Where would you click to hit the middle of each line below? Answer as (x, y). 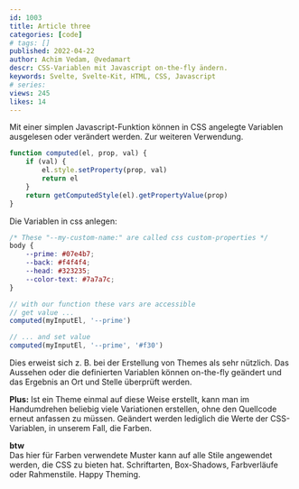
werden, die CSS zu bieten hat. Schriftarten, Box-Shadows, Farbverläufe (144, 465)
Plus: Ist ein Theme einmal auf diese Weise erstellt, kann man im (130, 399)
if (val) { (46, 162)
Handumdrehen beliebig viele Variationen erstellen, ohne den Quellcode (143, 409)
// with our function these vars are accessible (103, 304)
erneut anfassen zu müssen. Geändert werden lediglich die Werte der (139, 419)
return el (60, 179)
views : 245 (30, 93)
